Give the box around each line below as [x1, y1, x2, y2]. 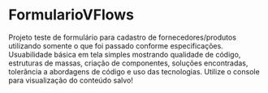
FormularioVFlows [8, 6, 135, 24]
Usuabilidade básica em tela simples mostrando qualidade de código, [8, 49, 241, 59]
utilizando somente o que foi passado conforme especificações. [8, 40, 223, 50]
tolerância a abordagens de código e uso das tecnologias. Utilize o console [8, 66, 260, 76]
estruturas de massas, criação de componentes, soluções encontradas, [8, 58, 249, 68]
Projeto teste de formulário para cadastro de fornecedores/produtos [8, 32, 237, 42]
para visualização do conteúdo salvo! [8, 75, 134, 85]
